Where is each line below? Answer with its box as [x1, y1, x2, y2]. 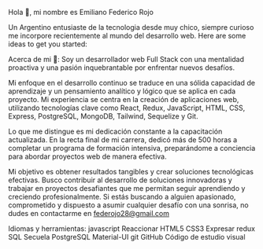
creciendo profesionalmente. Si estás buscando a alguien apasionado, [8, 192, 236, 201]
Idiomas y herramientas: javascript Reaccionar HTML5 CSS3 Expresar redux [8, 224, 256, 233]
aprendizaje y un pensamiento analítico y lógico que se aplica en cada [8, 86, 236, 96]
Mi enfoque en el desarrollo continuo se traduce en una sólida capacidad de [8, 79, 256, 87]
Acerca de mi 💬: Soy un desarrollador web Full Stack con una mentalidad [8, 55, 245, 64]
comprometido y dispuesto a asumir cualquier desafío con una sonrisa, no [8, 200, 250, 210]
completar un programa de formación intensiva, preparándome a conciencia [8, 144, 256, 152]
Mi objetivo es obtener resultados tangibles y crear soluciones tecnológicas [8, 167, 254, 176]
